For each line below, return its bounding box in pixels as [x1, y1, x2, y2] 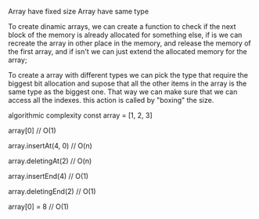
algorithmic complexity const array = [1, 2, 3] [8, 111, 153, 120]
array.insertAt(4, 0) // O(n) [8, 141, 92, 150]
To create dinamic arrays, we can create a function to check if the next [8, 22, 236, 31]
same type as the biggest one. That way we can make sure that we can [8, 87, 238, 97]
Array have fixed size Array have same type [8, 7, 149, 16]
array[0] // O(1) [8, 126, 56, 135]
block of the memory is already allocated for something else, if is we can [8, 31, 243, 39]
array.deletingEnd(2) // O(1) [8, 187, 96, 195]
